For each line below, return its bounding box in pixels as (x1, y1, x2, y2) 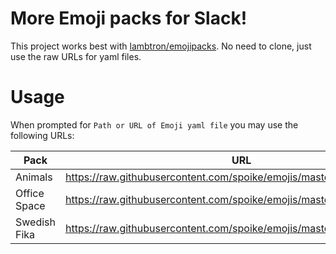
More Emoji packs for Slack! (10, 7, 248, 30)
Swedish (15, 215, 56, 229)
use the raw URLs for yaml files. (10, 50, 142, 62)
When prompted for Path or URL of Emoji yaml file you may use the (10, 118, 299, 131)
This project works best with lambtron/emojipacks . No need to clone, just (10, 40, 312, 52)
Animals (15, 170, 53, 184)
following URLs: (10, 129, 75, 141)
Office (15, 186, 45, 200)
